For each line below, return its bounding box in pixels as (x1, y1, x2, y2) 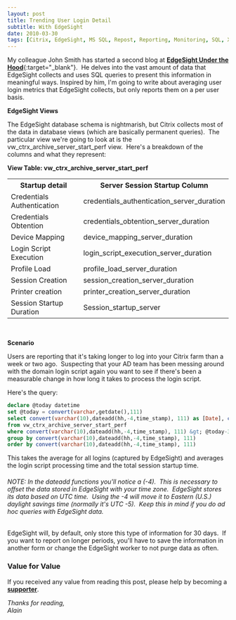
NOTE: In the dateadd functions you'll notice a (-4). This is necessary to (7, 477, 218, 486)
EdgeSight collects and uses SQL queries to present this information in (7, 71, 212, 79)
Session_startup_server (83, 303, 161, 313)
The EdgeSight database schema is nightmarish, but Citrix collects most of (7, 120, 223, 129)
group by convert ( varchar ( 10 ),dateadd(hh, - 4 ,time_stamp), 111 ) (7, 434, 197, 441)
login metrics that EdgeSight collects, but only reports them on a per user (7, 86, 220, 94)
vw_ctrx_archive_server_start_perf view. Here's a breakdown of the (7, 143, 204, 151)
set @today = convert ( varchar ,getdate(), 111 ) (7, 408, 143, 415)
